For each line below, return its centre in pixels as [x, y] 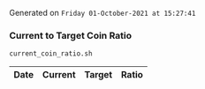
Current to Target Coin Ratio [71, 35]
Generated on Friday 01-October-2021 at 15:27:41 [102, 13]
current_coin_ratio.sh [51, 54]
